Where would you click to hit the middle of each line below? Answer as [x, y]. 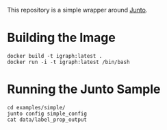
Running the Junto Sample [84, 89]
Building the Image [62, 38]
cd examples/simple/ [37, 107]
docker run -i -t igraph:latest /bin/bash [68, 62]
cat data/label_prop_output [47, 120]
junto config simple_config [47, 113]
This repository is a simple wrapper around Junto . [77, 10]
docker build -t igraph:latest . [55, 56]
